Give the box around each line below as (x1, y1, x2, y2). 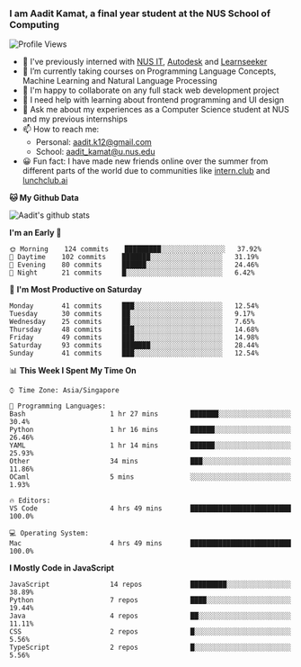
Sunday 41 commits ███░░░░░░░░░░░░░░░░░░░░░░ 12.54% (9, 349, 259, 358)
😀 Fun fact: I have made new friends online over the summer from (22, 156, 269, 167)
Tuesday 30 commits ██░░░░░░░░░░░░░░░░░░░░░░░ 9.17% (9, 310, 255, 319)
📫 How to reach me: (22, 124, 100, 135)
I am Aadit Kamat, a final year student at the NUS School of (9, 7, 271, 20)
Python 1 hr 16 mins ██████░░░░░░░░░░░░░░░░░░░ (9, 426, 292, 435)
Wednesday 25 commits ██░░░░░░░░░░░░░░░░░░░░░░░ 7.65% (9, 318, 255, 327)
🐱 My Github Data (9, 193, 79, 203)
